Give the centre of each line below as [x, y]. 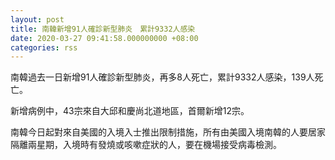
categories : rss [44, 47]
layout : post [37, 19]
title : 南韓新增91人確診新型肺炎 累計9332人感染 [103, 29]
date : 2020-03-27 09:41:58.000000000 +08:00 [104, 38]
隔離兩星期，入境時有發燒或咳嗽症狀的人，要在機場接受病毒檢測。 [146, 145]
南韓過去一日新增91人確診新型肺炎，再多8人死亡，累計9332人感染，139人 [162, 77]
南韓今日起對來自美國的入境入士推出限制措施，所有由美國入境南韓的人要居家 [168, 132]
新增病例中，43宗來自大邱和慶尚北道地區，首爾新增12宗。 [130, 111]
